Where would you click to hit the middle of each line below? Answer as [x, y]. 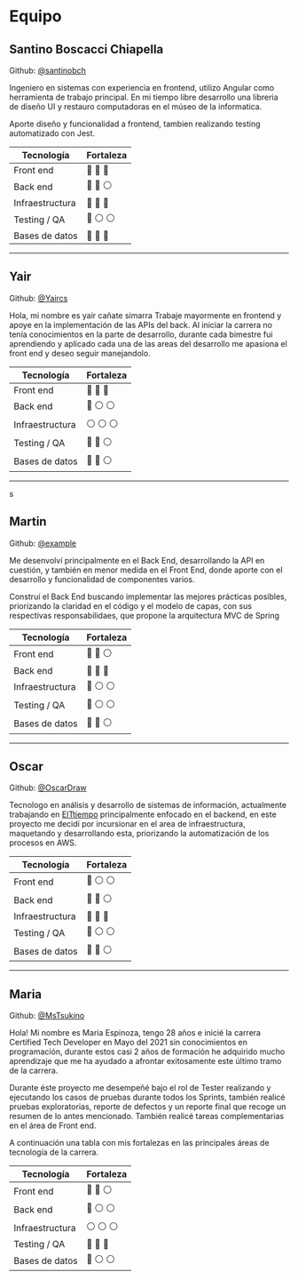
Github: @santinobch [48, 70]
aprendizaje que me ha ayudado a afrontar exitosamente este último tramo [145, 1061]
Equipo [35, 16]
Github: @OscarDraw [48, 788]
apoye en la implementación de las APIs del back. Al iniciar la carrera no [141, 324]
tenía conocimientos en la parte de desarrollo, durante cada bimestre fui [141, 334]
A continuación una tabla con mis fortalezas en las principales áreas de [139, 1143]
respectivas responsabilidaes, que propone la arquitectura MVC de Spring [145, 615]
